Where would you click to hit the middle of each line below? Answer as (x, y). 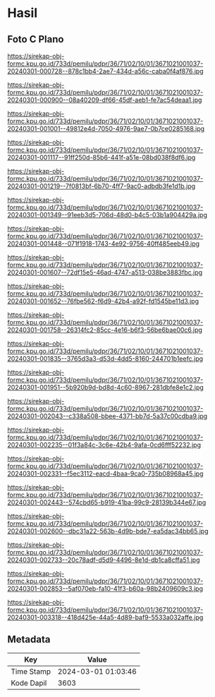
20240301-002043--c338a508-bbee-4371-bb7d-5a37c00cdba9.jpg (107, 416)
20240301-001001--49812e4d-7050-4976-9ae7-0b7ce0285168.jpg (106, 128)
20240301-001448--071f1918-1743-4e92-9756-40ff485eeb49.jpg (103, 243)
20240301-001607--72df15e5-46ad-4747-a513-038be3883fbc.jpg (105, 272)
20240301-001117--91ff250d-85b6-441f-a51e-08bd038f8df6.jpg (102, 157)
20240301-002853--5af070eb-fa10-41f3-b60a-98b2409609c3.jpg (105, 588)
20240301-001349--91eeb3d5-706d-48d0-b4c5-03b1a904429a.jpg (107, 215)
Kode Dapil (29, 683)
